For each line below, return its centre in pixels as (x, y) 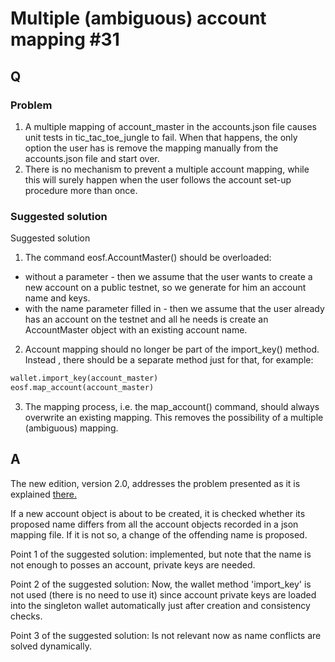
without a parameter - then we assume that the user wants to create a (168, 277)
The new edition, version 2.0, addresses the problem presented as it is (155, 483)
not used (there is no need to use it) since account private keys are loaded (163, 594)
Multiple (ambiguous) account (138, 18)
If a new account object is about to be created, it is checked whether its (158, 513)
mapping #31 (65, 39)
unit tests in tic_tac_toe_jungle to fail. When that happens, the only (161, 137)
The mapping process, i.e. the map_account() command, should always (172, 406)
